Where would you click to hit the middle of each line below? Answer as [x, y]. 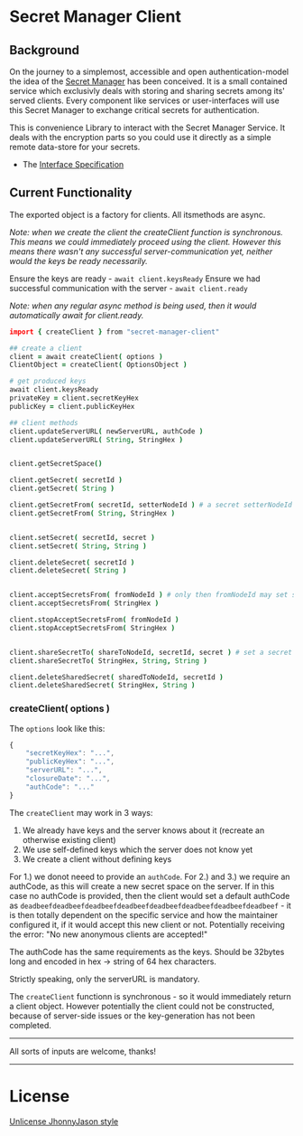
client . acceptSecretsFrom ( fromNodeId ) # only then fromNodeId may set [149, 595]
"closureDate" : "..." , [68, 779]
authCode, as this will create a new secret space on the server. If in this [142, 886]
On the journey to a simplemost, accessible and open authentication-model [149, 71]
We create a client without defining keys [97, 859]
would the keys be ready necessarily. [79, 260]
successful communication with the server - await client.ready [129, 288]
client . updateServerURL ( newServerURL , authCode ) [106, 431]
